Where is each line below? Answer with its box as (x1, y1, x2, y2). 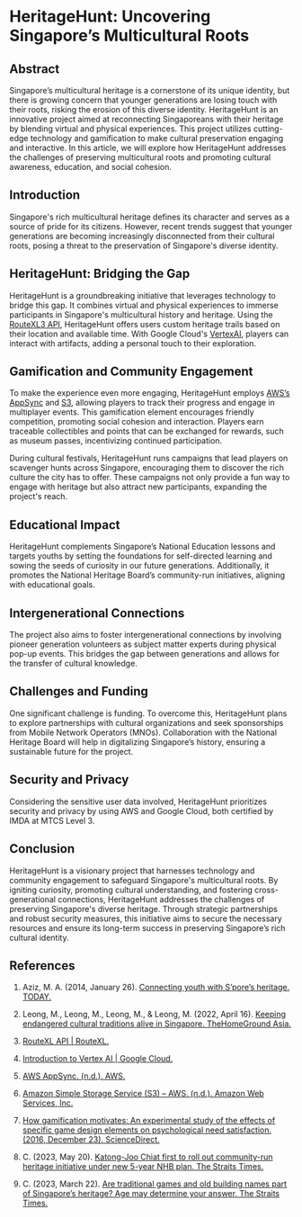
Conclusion (9, 841, 75, 856)
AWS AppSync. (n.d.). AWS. (22, 1070, 126, 1081)
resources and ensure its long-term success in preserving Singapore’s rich (9, 922, 286, 933)
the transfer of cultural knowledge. (9, 658, 138, 669)
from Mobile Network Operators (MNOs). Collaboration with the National (9, 727, 277, 738)
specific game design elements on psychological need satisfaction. (22, 1124, 272, 1135)
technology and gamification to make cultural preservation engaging (30, 133, 284, 143)
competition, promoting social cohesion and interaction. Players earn (9, 416, 264, 427)
